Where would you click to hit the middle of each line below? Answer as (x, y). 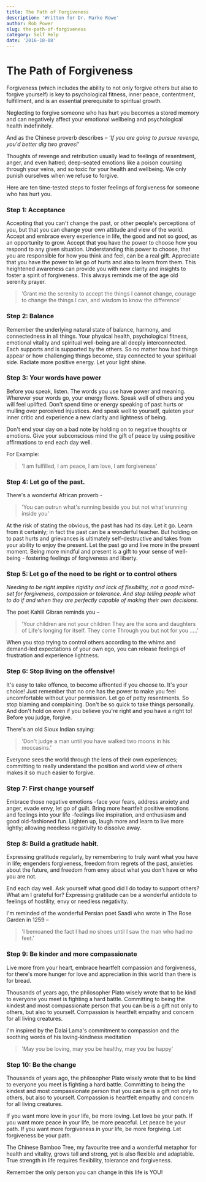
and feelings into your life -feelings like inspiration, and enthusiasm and (96, 815)
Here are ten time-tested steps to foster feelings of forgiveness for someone (103, 187)
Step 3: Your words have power (54, 378)
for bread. (19, 980)
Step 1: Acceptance (36, 210)
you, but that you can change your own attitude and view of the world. (95, 230)
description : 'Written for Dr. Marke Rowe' (63, 18)
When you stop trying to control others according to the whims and (91, 642)
